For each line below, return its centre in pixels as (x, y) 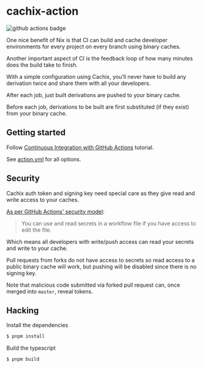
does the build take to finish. (42, 65)
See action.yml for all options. (44, 159)
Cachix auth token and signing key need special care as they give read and (101, 193)
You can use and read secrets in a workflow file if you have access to (109, 223)
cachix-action (42, 11)
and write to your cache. (37, 248)
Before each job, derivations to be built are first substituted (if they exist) (98, 107)
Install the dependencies (37, 325)
